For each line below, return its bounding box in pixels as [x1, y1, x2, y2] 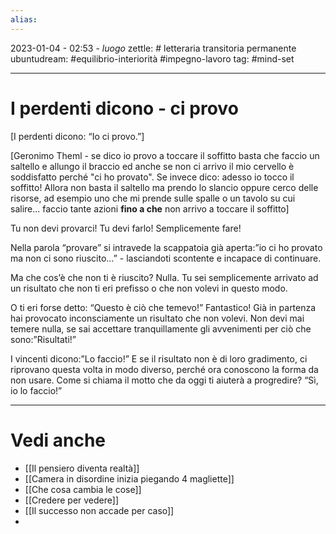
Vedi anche [10, 429, 107, 451]
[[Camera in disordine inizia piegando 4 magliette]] [24, 472, 235, 485]
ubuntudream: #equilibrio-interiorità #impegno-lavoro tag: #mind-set [10, 52, 295, 65]
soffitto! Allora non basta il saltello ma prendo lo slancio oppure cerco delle [10, 181, 319, 193]
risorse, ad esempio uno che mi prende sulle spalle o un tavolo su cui [10, 192, 296, 204]
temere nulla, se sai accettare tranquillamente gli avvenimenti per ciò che [10, 322, 312, 335]
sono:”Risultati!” [10, 333, 77, 345]
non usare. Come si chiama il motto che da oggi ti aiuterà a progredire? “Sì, [10, 374, 319, 386]
